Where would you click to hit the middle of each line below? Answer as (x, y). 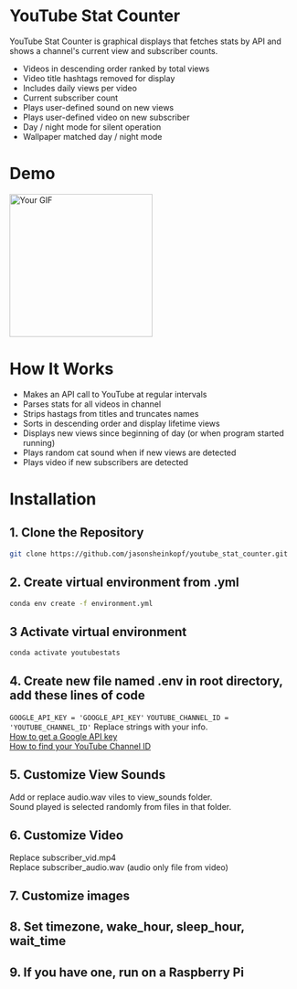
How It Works (62, 369)
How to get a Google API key (64, 736)
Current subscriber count (70, 98)
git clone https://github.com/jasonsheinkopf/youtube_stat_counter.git (148, 554)
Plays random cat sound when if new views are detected (129, 452)
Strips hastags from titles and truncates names (111, 413)
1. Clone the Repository (77, 532)
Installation (53, 499)
